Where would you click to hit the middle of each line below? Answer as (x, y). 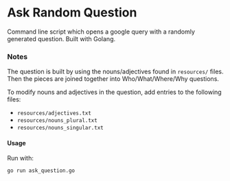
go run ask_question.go (41, 171)
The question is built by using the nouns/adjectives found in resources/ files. (115, 72)
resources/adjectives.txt (54, 113)
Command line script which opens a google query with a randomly (101, 32)
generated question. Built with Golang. (61, 38)
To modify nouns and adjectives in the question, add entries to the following (114, 92)
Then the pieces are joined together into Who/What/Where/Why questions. (113, 79)
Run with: (21, 158)
